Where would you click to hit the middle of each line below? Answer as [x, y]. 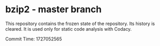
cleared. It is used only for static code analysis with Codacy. [68, 29]
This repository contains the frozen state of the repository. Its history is [80, 24]
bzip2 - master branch [53, 9]
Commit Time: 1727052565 [34, 39]
